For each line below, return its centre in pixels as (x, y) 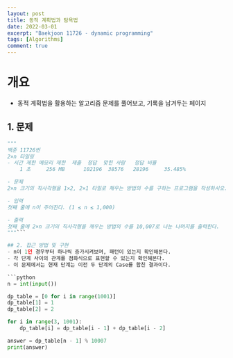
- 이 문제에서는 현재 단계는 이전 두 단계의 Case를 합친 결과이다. (89, 265)
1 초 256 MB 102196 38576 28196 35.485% (103, 170)
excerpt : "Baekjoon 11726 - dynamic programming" (80, 33)
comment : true (28, 46)
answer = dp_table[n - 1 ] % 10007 (57, 341)
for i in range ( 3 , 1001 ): (44, 322)
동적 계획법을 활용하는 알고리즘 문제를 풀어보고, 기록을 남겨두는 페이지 (112, 103)
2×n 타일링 (21, 156)
